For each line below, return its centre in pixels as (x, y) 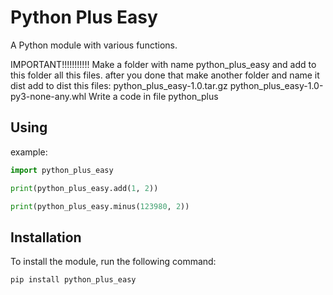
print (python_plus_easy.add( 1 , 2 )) (84, 188)
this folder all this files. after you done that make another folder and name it (165, 75)
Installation (46, 237)
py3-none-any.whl (48, 96)
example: (29, 152)
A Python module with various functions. (94, 45)
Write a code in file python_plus (153, 96)
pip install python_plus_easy (73, 280)
